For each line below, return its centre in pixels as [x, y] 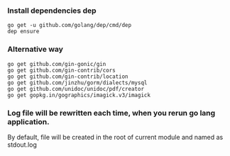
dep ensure [23, 32]
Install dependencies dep [52, 11]
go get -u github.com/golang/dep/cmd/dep [70, 26]
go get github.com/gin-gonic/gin [57, 64]
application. [28, 121]
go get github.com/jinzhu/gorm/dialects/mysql [77, 83]
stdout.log [22, 145]
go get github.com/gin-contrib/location [68, 77]
